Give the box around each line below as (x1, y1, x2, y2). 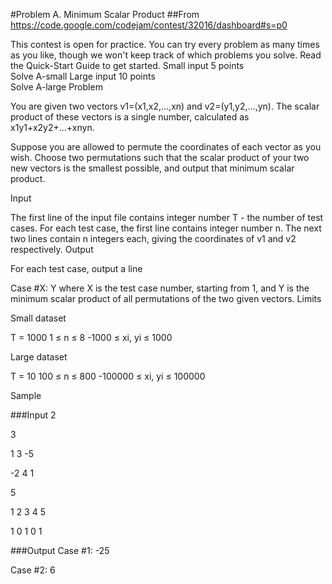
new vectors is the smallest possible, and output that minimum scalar (10, 162, 295, 174)
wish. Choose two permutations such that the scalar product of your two (10, 152, 310, 163)
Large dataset (10, 351, 68, 363)
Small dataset (10, 312, 67, 324)
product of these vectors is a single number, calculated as (10, 111, 250, 123)
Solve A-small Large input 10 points (10, 70, 156, 82)
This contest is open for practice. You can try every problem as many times (10, 39, 320, 50)
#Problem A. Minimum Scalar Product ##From (10, 9, 200, 20)
